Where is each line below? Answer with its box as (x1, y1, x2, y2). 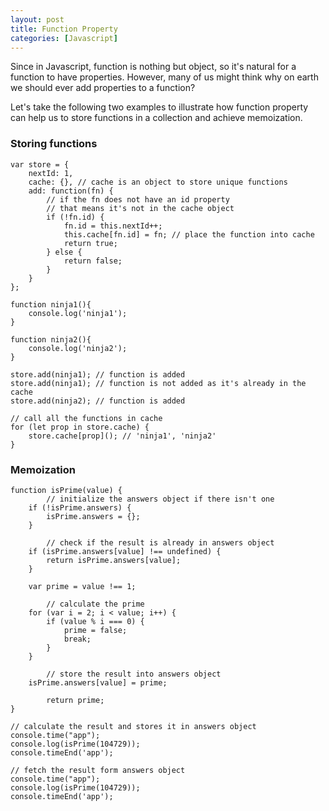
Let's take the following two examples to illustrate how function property (10, 101, 309, 113)
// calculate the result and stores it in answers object (10, 721, 257, 731)
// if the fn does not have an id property (46, 194, 230, 205)
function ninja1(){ (10, 299, 92, 310)
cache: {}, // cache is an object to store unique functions (28, 177, 288, 187)
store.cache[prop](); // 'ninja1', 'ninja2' (28, 431, 217, 441)
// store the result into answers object (46, 669, 222, 679)
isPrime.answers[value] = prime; (28, 677, 168, 688)
